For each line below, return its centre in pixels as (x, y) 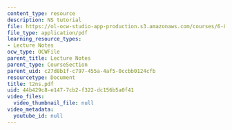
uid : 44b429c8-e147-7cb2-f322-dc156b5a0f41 (71, 90)
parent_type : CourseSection (48, 65)
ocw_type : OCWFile (33, 52)
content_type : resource (41, 13)
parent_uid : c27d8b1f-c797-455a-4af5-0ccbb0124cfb (81, 71)
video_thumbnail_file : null (54, 103)
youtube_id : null (38, 116)
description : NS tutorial (44, 20)
